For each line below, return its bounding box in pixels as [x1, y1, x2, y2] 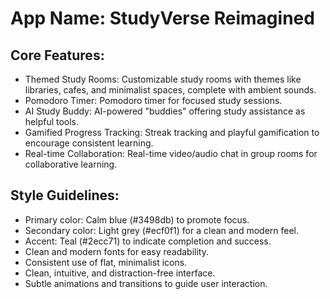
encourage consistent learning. [24, 137, 154, 149]
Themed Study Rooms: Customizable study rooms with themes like [24, 73, 302, 85]
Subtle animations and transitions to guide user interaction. [24, 277, 268, 289]
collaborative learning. [24, 158, 118, 170]
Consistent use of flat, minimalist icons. [24, 256, 188, 268]
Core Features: [10, 47, 105, 64]
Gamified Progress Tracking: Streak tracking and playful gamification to [24, 127, 320, 138]
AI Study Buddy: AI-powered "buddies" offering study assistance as [24, 105, 306, 117]
